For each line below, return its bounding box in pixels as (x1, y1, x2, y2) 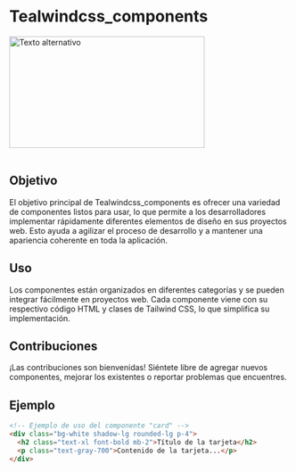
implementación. (9, 312, 71, 323)
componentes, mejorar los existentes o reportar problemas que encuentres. (9, 372, 287, 383)
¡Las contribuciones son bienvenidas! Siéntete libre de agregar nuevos (9, 362, 268, 373)
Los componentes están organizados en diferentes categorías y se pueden (9, 284, 285, 295)
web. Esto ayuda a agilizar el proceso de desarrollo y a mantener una (9, 225, 263, 236)
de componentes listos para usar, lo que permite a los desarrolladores (9, 206, 266, 217)
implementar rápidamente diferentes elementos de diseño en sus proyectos (9, 216, 287, 227)
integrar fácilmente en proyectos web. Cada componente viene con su (9, 294, 268, 304)
